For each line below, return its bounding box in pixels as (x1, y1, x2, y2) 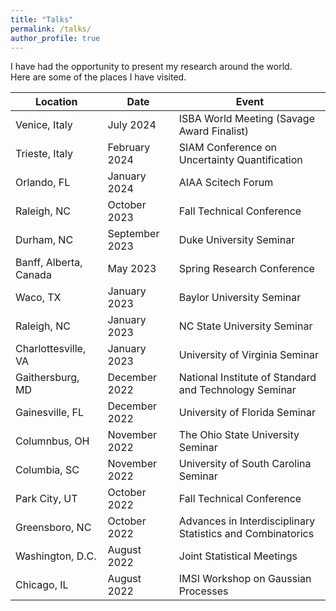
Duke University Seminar (178, 233, 296, 247)
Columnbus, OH (15, 434, 90, 448)
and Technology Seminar (178, 383, 297, 397)
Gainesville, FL (15, 406, 85, 420)
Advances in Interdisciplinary (178, 514, 316, 528)
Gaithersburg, (15, 371, 80, 385)
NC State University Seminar (178, 319, 313, 333)
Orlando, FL (15, 176, 71, 190)
